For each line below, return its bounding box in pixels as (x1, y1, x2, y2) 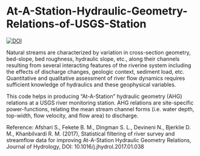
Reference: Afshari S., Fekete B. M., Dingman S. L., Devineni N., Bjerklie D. (6, 123, 191, 131)
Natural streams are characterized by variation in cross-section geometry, (6, 48, 191, 56)
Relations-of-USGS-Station (6, 17, 147, 31)
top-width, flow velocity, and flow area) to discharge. (6, 112, 139, 119)
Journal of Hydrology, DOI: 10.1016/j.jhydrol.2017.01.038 (6, 143, 144, 150)
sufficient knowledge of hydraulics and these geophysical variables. (6, 80, 176, 88)
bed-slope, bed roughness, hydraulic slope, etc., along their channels (6, 55, 180, 62)
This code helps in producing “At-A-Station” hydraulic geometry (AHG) (6, 93, 183, 100)
